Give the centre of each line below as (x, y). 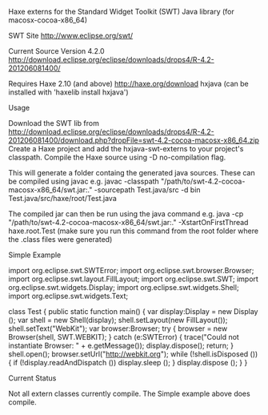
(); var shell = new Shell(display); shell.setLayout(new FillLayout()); (118, 320)
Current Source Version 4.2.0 (57, 51)
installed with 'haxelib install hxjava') (68, 92)
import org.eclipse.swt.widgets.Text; (68, 296)
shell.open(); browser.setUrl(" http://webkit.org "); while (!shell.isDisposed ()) (133, 354)
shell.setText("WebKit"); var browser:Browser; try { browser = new (118, 328)
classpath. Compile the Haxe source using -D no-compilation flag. (117, 157)
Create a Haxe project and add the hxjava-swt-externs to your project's (126, 149)
